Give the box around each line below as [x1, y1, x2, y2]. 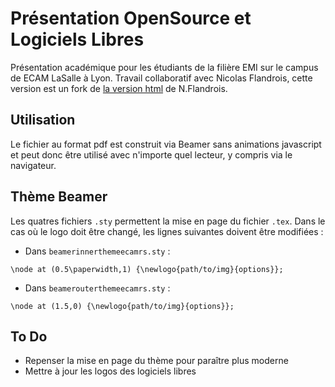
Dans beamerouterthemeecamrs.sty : [24, 282, 171, 294]
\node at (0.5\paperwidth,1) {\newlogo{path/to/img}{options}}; [10, 264, 284, 274]
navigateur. [10, 159, 57, 171]
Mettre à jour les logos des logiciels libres [24, 365, 197, 377]
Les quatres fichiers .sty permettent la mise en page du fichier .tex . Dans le [10, 215, 326, 227]
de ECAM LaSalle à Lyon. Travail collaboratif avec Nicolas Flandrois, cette [10, 72, 313, 84]
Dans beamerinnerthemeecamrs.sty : [24, 245, 171, 257]
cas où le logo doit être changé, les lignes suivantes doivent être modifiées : [10, 225, 324, 237]
